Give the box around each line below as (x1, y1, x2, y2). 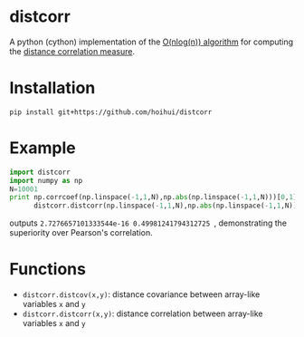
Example (9, 138, 76, 159)
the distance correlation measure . (9, 45, 136, 56)
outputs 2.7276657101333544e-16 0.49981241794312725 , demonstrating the (9, 217, 288, 228)
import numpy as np (9, 176, 83, 185)
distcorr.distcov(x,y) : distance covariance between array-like (22, 289, 261, 300)
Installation (9, 78, 96, 99)
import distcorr (9, 168, 71, 177)
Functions (9, 259, 86, 280)
